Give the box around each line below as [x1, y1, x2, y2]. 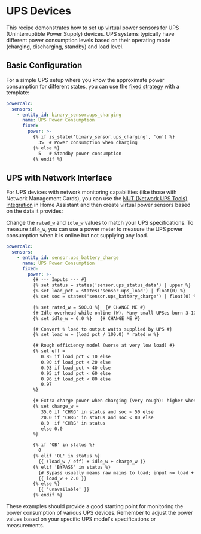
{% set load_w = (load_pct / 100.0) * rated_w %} [32, 332, 160, 338]
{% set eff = [32, 348, 66, 354]
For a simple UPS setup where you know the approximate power [6, 76, 165, 83]
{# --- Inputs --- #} [32, 277, 87, 283]
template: [6, 89, 30, 96]
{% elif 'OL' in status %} [32, 453, 100, 459]
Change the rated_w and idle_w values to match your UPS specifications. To [6, 219, 194, 227]
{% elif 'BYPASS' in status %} [32, 464, 111, 470]
